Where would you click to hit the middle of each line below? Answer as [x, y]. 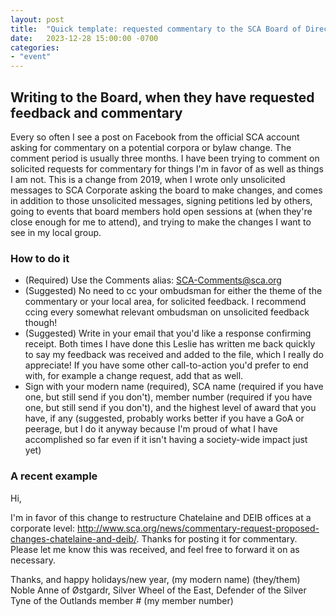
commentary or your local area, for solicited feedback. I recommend [165, 302]
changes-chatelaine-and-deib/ [73, 538]
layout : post [37, 19]
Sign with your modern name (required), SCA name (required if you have [174, 387]
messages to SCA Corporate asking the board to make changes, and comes [166, 190]
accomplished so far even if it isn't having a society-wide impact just [166, 440]
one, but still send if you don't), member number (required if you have [168, 397]
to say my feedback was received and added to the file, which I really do [174, 355]
